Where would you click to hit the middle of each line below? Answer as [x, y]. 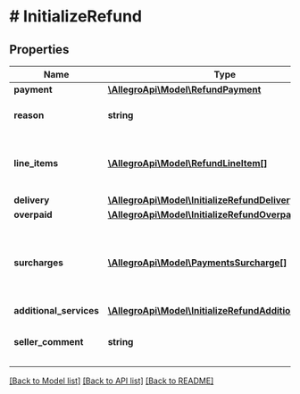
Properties [39, 50]
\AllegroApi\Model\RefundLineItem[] [187, 163]
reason [29, 115]
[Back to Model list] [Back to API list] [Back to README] [112, 381]
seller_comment [49, 342]
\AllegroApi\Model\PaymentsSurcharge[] [197, 263]
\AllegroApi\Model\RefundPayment [184, 89]
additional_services [57, 310]
